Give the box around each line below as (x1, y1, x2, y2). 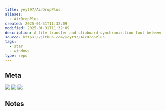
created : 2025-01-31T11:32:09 (5, 21, 68, 26)
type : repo (5, 53, 28, 58)
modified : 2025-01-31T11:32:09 (5, 26, 70, 31)
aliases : (5, 12, 23, 17)
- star (9, 44, 23, 49)
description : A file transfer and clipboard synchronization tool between (5, 30, 163, 35)
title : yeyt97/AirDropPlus (5, 7, 61, 12)
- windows (9, 48, 30, 53)
